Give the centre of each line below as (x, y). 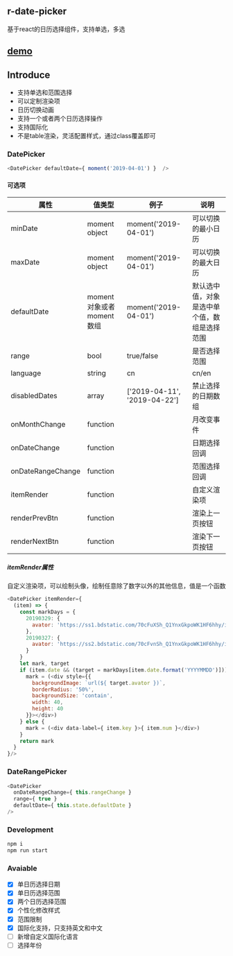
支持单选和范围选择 (45, 92)
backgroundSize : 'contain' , (72, 696)
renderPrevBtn (35, 518)
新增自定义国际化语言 (48, 937)
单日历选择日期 (38, 885)
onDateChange (35, 448)
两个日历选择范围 (42, 902)
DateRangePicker (37, 771)
